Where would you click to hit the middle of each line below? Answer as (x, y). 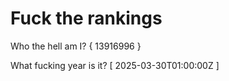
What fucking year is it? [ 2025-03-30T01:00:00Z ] (115, 65)
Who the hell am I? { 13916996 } (76, 46)
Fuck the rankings (86, 18)
